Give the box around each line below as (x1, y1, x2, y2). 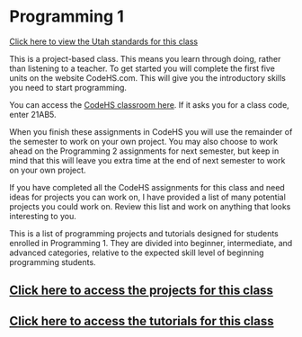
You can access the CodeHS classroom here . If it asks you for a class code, (9, 99, 289, 110)
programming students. (9, 256, 96, 267)
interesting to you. (9, 210, 76, 221)
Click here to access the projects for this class (9, 283, 274, 298)
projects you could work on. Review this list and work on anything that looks (9, 200, 291, 212)
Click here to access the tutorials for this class (9, 313, 274, 329)
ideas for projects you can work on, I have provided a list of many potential (9, 191, 286, 202)
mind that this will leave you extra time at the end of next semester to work (9, 155, 286, 165)
